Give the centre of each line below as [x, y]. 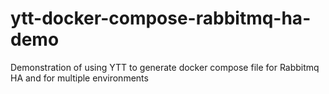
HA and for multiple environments [79, 78]
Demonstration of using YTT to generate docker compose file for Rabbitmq [165, 67]
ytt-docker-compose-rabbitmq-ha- [161, 18]
